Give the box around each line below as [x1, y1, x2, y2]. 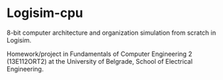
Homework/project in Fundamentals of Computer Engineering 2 [6, 50, 192, 58]
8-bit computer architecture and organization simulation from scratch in [6, 28, 217, 37]
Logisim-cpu [6, 5, 83, 21]
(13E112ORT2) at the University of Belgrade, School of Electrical [6, 57, 193, 65]
